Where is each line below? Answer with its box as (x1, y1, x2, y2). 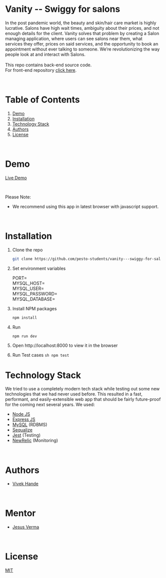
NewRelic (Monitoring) (12, 437, 58, 443)
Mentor (5, 508, 36, 519)
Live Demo (5, 175, 27, 181)
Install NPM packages (12, 305, 57, 311)
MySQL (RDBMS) (12, 422, 48, 428)
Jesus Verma (12, 524, 40, 530)
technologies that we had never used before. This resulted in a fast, (5, 391, 143, 397)
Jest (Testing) (12, 432, 41, 438)
